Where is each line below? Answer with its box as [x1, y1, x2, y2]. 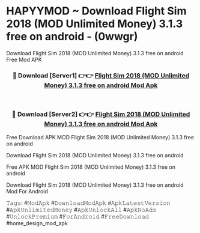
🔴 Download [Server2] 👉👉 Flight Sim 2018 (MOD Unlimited [11, 110, 190, 118]
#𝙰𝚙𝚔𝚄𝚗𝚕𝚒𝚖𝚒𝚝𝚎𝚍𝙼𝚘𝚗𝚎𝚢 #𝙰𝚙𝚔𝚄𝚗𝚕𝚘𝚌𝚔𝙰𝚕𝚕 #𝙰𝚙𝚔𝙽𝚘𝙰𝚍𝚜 [6, 206, 157, 213]
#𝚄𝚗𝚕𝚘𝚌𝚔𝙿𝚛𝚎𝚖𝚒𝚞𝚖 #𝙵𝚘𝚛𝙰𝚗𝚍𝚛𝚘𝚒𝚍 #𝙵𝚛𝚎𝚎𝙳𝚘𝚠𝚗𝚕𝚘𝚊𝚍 [6, 213, 149, 220]
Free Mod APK [6, 56, 42, 63]
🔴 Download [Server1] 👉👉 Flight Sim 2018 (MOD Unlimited [12, 71, 190, 79]
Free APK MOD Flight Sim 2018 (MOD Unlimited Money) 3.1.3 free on [6, 163, 176, 171]
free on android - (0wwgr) [6, 30, 138, 43]
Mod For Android [6, 187, 48, 195]
